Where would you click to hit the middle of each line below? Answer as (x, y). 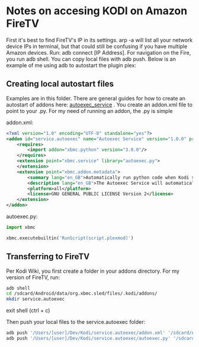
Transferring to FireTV (48, 257)
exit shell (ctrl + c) (28, 311)
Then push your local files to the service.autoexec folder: (76, 322)
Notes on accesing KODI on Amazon (97, 11)
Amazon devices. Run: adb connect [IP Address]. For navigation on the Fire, (99, 52)
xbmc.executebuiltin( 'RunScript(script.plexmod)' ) (70, 238)
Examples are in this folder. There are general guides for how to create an (96, 98)
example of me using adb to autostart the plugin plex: (71, 65)
